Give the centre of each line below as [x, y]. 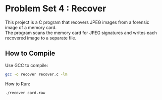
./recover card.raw [25, 93]
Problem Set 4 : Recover [56, 9]
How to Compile [30, 53]
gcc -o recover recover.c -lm [36, 74]
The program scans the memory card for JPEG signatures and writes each [81, 33]
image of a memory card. [31, 27]
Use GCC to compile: [27, 65]
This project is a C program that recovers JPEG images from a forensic [77, 22]
